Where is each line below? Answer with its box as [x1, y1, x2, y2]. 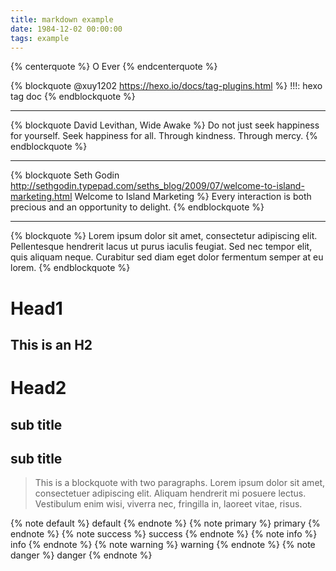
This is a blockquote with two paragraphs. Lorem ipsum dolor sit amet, [34, 477, 326, 489]
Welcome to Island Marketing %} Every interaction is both [74, 191, 312, 203]
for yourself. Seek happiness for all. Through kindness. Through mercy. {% [10, 130, 318, 142]
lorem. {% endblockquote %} [10, 262, 131, 274]
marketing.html [10, 191, 73, 203]
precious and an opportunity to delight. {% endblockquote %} [10, 201, 265, 213]
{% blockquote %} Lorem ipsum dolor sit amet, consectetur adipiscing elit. [10, 230, 318, 242]
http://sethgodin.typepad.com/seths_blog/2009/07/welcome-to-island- [10, 180, 305, 192]
